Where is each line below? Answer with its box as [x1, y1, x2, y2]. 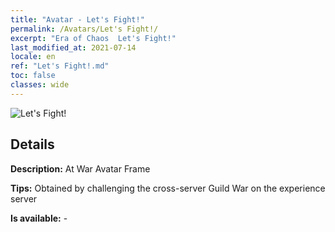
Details [10, 136, 55, 153]
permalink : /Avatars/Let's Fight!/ [10, 24, 159, 34]
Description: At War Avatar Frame [10, 162, 151, 175]
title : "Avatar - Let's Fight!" [10, 14, 145, 25]
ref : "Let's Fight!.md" [10, 61, 110, 71]
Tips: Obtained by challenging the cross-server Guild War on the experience [10, 182, 326, 194]
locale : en [10, 52, 56, 62]
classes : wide [10, 80, 70, 90]
